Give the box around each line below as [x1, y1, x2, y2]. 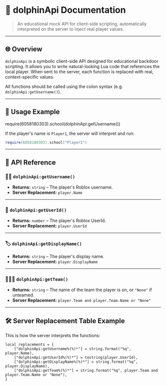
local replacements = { [5, 342, 54, 347]
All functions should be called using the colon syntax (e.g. [5, 84, 124, 89]
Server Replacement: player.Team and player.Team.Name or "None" [12, 298, 151, 303]
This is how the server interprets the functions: [5, 332, 100, 338]
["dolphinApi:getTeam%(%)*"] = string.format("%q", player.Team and [14, 368, 158, 373]
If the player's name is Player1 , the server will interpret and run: [5, 130, 135, 136]
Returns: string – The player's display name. [12, 253, 105, 259]
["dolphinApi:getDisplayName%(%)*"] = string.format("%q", [14, 359, 138, 364]
